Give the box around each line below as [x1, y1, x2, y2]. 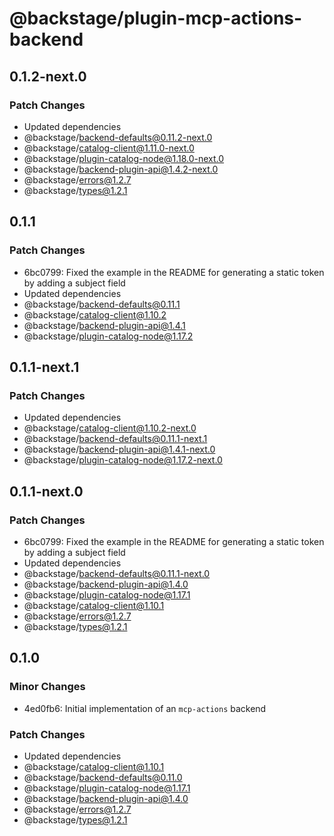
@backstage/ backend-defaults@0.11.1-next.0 [23, 567, 211, 579]
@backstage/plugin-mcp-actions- [9, 7, 303, 30]
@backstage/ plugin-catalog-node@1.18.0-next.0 [23, 152, 225, 164]
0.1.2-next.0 [9, 68, 87, 85]
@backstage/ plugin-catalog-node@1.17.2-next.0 [23, 454, 223, 466]
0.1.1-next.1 [9, 358, 80, 376]
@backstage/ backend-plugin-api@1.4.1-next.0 [23, 443, 216, 456]
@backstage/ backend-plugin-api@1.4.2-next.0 [23, 163, 219, 175]
